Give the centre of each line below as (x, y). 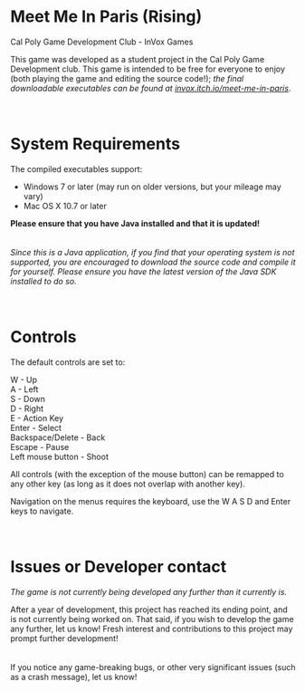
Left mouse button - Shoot (60, 456)
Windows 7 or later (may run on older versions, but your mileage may (152, 187)
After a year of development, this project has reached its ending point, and (149, 609)
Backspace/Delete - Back (58, 437)
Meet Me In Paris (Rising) (106, 17)
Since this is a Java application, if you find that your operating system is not (152, 252)
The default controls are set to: (68, 362)
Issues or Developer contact (119, 567)
